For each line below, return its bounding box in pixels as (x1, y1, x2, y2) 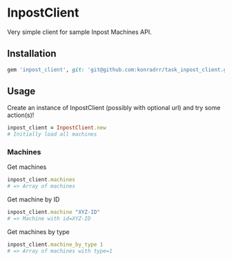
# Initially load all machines (7, 131, 97, 138)
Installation (7, 48, 57, 60)
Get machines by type (7, 227, 70, 236)
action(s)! (7, 111, 35, 119)
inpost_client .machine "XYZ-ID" (7, 209, 100, 216)
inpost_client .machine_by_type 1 (7, 241, 104, 248)
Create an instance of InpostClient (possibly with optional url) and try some (7, 104, 221, 112)
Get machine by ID (7, 195, 60, 204)
